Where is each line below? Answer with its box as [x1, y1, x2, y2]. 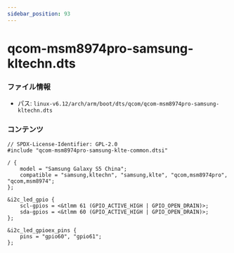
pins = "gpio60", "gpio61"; [20, 233, 102, 240]
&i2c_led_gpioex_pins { [7, 227, 77, 234]
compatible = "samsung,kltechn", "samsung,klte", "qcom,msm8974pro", [20, 171, 228, 179]
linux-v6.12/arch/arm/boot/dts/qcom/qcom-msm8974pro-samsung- [33, 100, 220, 108]
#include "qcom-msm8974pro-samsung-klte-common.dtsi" [7, 147, 169, 155]
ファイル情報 [7, 82, 51, 91]
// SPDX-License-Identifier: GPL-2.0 [7, 141, 118, 148]
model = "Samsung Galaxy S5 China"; [20, 166, 128, 173]
